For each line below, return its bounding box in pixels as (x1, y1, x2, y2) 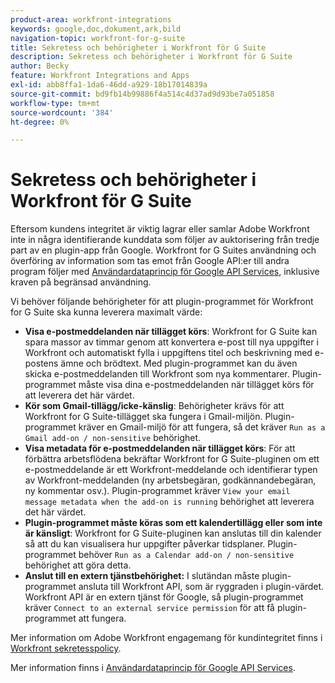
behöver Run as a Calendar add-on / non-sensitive (78, 549, 295, 561)
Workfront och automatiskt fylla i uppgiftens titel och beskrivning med (24, 347, 313, 359)
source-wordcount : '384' (10, 107, 114, 118)
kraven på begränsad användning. (10, 276, 152, 288)
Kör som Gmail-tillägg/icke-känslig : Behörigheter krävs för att (24, 400, 285, 412)
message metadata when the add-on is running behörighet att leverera (24, 496, 315, 508)
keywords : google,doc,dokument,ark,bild (10, 24, 182, 34)
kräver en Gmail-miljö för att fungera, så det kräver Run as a (78, 421, 326, 433)
